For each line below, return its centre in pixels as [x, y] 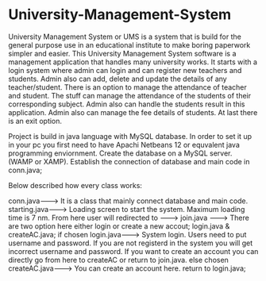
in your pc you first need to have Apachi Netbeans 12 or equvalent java [124, 144]
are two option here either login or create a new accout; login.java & [119, 226]
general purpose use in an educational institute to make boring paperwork [129, 44]
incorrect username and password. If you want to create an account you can [133, 251]
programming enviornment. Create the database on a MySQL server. [120, 153]
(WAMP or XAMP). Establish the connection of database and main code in [129, 161]
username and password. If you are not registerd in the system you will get [131, 243]
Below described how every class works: [75, 185]
